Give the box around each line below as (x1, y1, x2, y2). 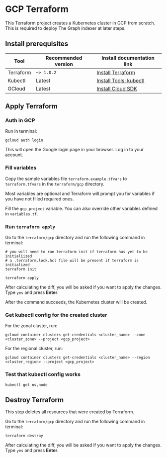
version (54, 61, 73, 68)
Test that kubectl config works (5, 371, 81, 378)
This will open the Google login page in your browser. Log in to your (5, 147, 144, 153)
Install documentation (101, 54, 155, 61)
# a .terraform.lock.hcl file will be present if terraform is (5, 258, 139, 263)
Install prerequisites (5, 40, 69, 48)
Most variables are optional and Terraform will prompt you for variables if (5, 190, 155, 196)
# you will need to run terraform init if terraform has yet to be (5, 250, 148, 255)
